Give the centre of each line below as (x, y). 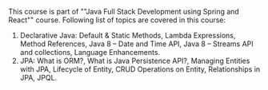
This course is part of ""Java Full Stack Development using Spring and (124, 12)
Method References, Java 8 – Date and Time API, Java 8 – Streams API (136, 44)
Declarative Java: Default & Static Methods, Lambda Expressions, (128, 35)
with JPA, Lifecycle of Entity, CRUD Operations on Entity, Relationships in (140, 69)
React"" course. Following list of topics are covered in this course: (117, 20)
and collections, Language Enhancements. (90, 52)
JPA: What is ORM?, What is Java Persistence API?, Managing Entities (135, 61)
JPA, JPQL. (38, 78)
